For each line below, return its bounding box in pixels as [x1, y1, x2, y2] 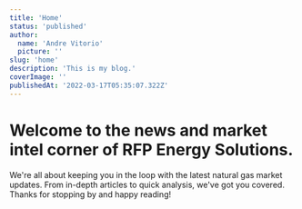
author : [9, 30, 39, 39]
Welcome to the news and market [9, 120, 268, 141]
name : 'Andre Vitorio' [17, 38, 104, 48]
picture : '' [17, 47, 64, 56]
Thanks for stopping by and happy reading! [9, 188, 171, 200]
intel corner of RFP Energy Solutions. [9, 139, 294, 160]
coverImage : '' [9, 73, 67, 82]
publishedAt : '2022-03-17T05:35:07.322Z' [9, 81, 169, 90]
